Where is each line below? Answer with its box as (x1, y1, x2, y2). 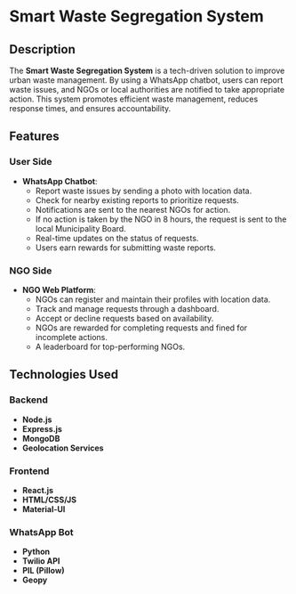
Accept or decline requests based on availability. (35, 313, 214, 323)
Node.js (21, 414, 52, 425)
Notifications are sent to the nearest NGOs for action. (35, 204, 231, 215)
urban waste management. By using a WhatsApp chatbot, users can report (9, 75, 284, 85)
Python (21, 546, 51, 557)
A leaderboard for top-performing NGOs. (35, 341, 186, 352)
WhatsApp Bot (9, 525, 74, 538)
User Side (9, 156, 52, 168)
